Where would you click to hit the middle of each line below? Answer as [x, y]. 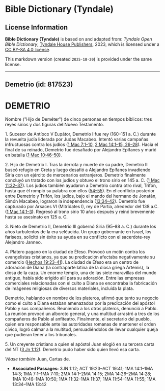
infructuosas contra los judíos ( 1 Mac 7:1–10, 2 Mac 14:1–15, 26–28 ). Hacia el [82, 144]
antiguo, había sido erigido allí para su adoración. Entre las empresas [75, 278]
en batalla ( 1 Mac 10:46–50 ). [34, 155]
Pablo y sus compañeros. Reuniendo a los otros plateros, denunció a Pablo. [82, 309]
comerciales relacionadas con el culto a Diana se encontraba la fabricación [81, 283]
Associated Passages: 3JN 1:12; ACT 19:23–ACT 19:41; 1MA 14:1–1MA [82, 369]
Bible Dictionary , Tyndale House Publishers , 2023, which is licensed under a [82, 44]
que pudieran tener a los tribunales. [41, 335]
